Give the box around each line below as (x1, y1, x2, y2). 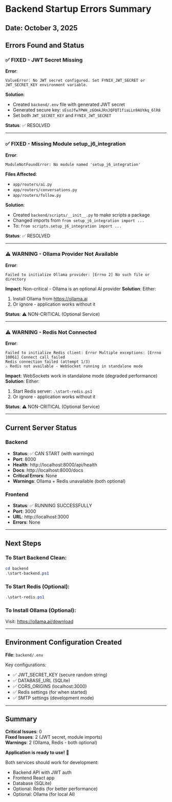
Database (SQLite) (12, 780, 52, 786)
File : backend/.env (5, 651, 44, 658)
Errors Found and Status (5, 41, 84, 49)
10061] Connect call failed (5, 355, 66, 360)
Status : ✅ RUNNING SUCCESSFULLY (12, 502, 92, 509)
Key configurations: (5, 661, 47, 668)
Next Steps (5, 539, 41, 548)
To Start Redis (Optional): (5, 583, 70, 590)
